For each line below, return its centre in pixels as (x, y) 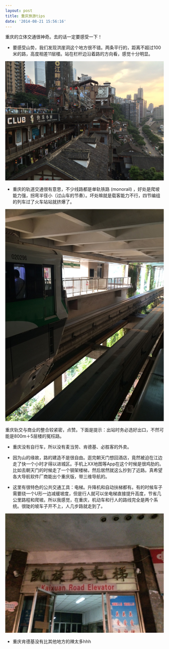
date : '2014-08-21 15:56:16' (36, 21)
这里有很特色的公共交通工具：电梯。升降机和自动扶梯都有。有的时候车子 (87, 488)
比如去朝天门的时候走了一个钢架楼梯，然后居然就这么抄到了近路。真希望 (87, 470)
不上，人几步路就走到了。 (79, 506)
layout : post (19, 11)
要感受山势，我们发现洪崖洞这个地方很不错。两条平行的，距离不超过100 (87, 47)
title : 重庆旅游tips (25, 16)
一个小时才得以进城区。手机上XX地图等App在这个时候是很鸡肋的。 (95, 464)
